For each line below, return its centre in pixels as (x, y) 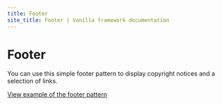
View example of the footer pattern (57, 95)
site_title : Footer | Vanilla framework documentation (88, 20)
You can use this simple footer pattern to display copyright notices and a (111, 74)
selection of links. (32, 81)
